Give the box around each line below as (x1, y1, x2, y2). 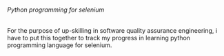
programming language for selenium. (7, 41, 112, 49)
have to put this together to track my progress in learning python (7, 34, 191, 42)
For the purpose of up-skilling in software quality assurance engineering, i (7, 27, 218, 35)
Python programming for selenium (7, 5, 105, 14)
